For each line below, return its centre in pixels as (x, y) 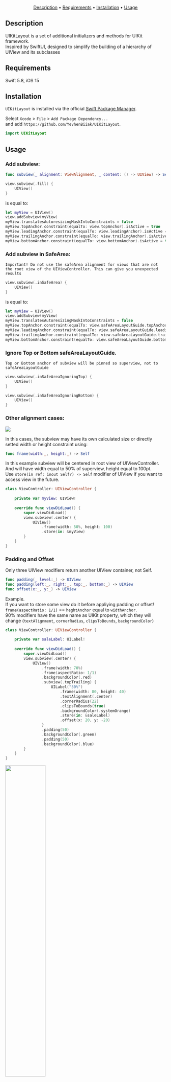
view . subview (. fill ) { (29, 183)
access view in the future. (32, 479)
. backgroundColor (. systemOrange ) (95, 711)
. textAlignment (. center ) (86, 696)
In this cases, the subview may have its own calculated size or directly (79, 439)
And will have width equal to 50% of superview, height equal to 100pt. (78, 469)
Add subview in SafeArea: (38, 254)
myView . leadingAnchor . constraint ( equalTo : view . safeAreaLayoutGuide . (81, 330)
